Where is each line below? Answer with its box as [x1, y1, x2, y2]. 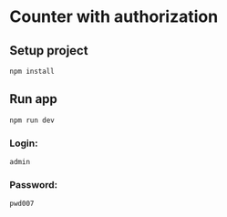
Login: [9, 137, 38, 150]
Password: [9, 179, 57, 191]
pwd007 [9, 199, 35, 209]
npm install [9, 67, 55, 76]
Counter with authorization [9, 6, 219, 27]
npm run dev [9, 116, 55, 125]
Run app [9, 91, 57, 107]
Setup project [9, 43, 88, 58]
